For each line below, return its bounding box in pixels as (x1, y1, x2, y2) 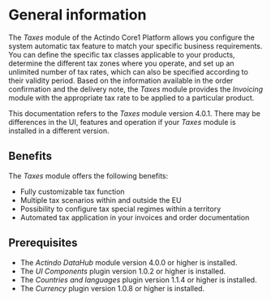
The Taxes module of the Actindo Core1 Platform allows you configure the (8, 32, 256, 42)
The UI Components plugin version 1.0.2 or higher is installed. (19, 266, 226, 276)
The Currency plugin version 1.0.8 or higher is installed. (19, 283, 205, 293)
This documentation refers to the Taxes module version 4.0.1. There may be (8, 108, 261, 118)
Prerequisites (8, 236, 78, 250)
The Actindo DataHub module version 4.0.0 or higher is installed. (19, 257, 238, 267)
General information (8, 6, 147, 24)
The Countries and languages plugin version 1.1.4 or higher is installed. (19, 274, 257, 285)
